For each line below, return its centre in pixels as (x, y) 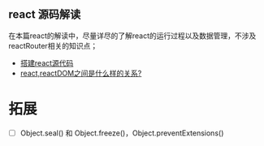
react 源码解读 (45, 15)
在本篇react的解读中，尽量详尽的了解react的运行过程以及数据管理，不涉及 (132, 36)
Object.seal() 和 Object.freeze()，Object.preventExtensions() (122, 133)
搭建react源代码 (47, 62)
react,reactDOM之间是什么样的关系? (81, 73)
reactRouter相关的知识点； (53, 45)
